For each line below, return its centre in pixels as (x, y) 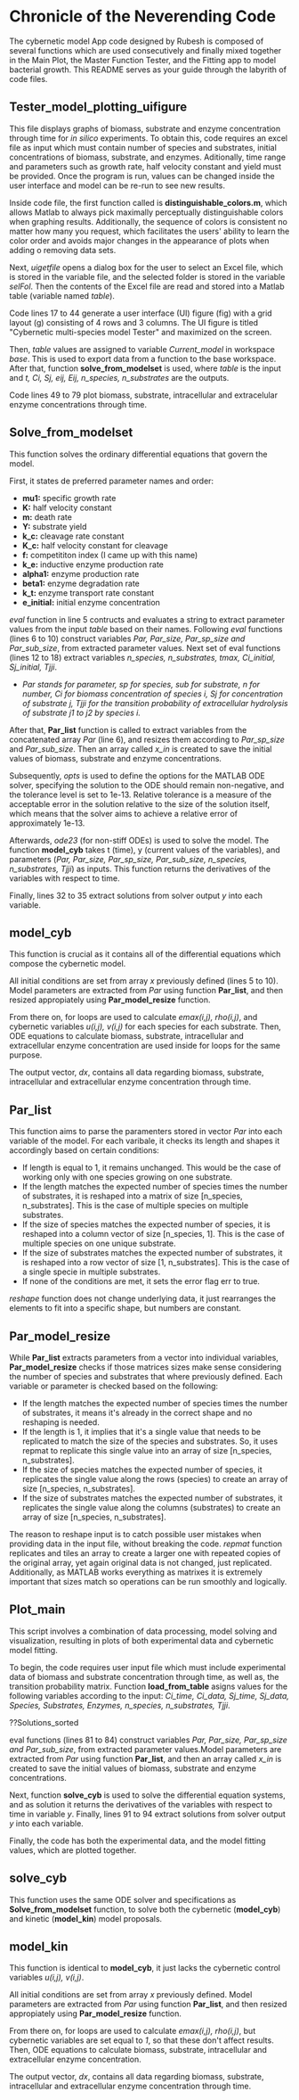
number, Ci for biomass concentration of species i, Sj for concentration (152, 694)
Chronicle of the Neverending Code (142, 16)
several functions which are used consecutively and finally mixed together (145, 50)
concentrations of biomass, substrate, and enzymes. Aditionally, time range (148, 157)
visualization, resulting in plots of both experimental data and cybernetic (141, 1640)
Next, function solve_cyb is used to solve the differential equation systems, (148, 1795)
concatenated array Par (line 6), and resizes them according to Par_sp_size (147, 739)
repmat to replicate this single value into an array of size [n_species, (147, 1450)
